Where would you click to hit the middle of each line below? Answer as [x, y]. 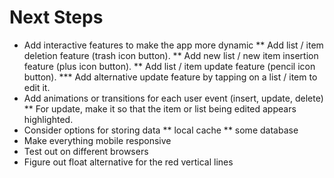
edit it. [37, 87]
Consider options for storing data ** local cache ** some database [161, 130]
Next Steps [56, 17]
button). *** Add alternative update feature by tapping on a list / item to [170, 77]
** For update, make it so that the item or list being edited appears [160, 108]
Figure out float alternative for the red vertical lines [128, 162]
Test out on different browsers [86, 151]
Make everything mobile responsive [97, 140]
